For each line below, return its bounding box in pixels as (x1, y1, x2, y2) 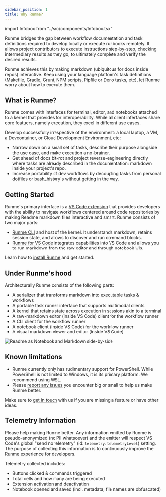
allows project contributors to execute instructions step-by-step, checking (5, 46, 157, 52)
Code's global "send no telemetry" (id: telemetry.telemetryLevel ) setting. (5, 440, 156, 446)
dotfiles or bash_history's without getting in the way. (12, 176, 119, 182)
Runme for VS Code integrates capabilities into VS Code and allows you (12, 240, 159, 246)
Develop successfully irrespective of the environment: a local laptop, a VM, (5, 130, 159, 136)
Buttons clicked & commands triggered (12, 470, 92, 476)
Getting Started (5, 190, 54, 199)
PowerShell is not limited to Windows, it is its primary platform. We (12, 371, 148, 377)
